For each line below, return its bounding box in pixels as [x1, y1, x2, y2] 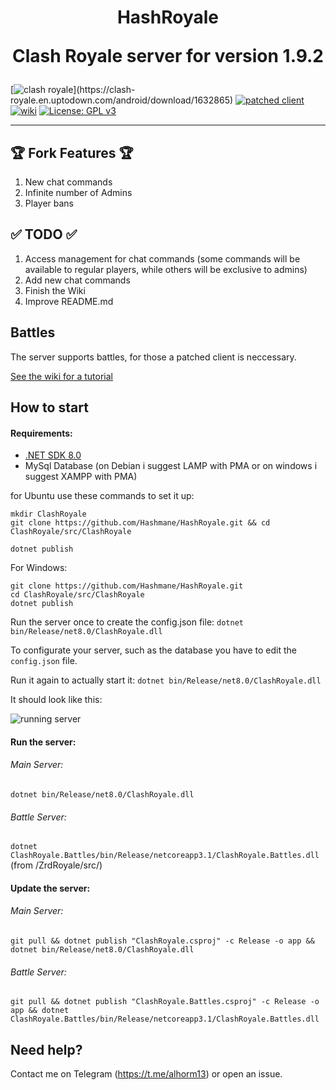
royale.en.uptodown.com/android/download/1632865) [10, 94, 234, 106]
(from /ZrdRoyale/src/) [10, 859, 103, 871]
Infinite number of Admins [24, 187, 133, 198]
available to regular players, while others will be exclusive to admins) [24, 263, 308, 275]
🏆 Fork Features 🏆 [10, 144, 134, 161]
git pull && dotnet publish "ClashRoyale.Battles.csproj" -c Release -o [10, 997, 320, 1007]
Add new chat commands [24, 274, 131, 286]
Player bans [24, 197, 74, 209]
